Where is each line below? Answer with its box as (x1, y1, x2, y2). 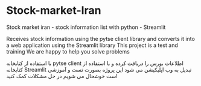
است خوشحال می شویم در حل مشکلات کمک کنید (6, 72, 118, 79)
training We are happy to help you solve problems (6, 48, 130, 55)
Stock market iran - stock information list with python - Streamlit (6, 23, 166, 31)
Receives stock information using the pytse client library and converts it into (6, 35, 195, 42)
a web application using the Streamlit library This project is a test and (6, 41, 178, 49)
